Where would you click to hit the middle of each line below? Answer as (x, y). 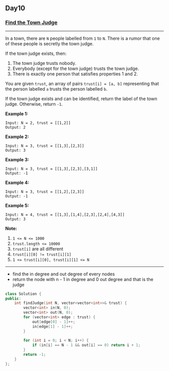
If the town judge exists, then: (36, 53)
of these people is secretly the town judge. (50, 43)
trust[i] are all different (38, 249)
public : (13, 299)
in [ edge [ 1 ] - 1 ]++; (52, 326)
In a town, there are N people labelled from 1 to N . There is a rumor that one (82, 38)
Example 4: (17, 182)
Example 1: (17, 114)
